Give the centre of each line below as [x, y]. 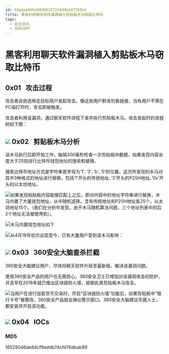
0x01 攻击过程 [29, 88]
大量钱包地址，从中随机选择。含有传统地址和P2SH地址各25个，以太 [93, 201]
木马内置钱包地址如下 [32, 224]
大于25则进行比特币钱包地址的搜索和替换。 [54, 161]
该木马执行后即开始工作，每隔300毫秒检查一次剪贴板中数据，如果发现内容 [82, 155]
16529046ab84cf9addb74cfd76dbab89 [46, 347]
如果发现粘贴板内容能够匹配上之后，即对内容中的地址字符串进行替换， [83, 195]
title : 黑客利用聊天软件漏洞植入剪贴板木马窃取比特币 [54, 15]
